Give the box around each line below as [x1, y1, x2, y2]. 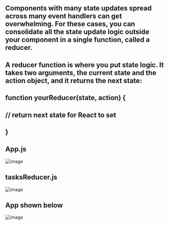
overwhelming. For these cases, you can [5, 20, 135, 28]
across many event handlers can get [5, 12, 122, 21]
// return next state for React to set [5, 110, 117, 119]
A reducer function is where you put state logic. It [5, 61, 164, 69]
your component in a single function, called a [5, 35, 150, 44]
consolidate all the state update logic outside [5, 28, 150, 36]
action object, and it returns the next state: [5, 76, 142, 85]
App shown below [5, 201, 63, 209]
